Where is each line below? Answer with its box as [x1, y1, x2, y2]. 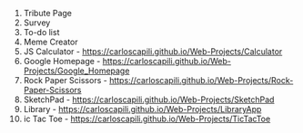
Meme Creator [23, 36, 78, 47]
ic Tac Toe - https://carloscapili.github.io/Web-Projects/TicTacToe [23, 113, 271, 124]
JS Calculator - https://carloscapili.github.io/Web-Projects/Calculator [23, 46, 283, 57]
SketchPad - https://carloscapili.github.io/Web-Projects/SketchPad [23, 94, 275, 105]
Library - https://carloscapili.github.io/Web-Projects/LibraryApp [23, 104, 262, 114]
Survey [23, 17, 51, 28]
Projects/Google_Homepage [23, 65, 130, 76]
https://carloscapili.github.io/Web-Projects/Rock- [108, 75, 294, 85]
